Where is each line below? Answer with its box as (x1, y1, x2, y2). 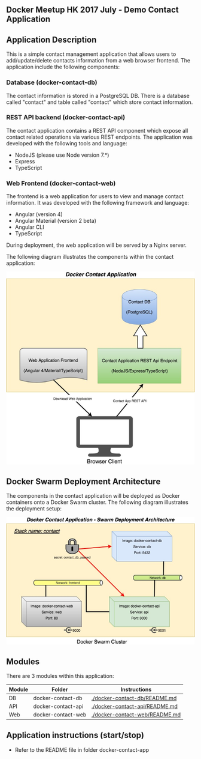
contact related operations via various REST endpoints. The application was (6, 133, 193, 141)
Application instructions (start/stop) (6, 730, 145, 740)
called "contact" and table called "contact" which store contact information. (6, 98, 193, 106)
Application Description (6, 34, 97, 44)
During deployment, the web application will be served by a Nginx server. (6, 241, 187, 249)
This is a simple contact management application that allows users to (6, 50, 176, 58)
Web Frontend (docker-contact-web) (6, 179, 116, 187)
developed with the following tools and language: (6, 139, 127, 147)
